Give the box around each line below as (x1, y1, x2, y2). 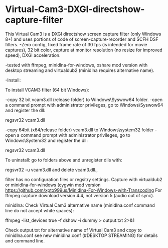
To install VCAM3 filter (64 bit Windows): (5, 87, 89, 93)
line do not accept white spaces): (5, 207, 74, 213)
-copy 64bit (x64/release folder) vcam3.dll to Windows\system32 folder (5, 127, 154, 133)
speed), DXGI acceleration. (5, 52, 61, 58)
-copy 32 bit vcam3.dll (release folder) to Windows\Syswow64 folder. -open (5, 97, 163, 103)
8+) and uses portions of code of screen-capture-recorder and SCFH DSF (5, 36, 159, 42)
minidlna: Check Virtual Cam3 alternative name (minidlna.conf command (5, 202, 155, 208)
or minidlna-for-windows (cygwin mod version (5, 182, 101, 188)
